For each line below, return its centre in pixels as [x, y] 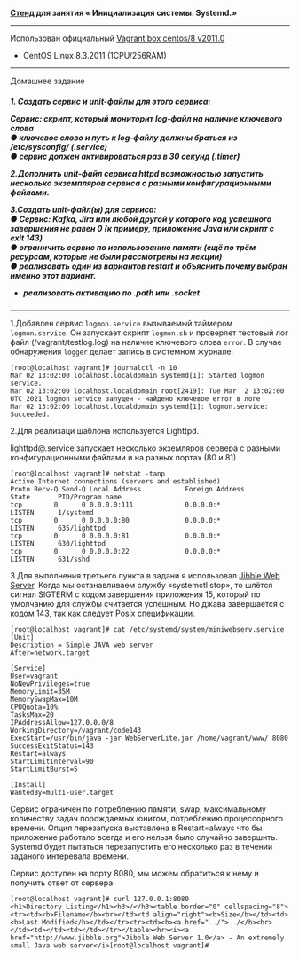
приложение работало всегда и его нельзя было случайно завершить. [144, 837]
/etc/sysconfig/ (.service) [59, 146]
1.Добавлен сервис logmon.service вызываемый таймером [122, 323]
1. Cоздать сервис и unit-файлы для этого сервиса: [110, 101]
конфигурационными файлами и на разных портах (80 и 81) [123, 457]
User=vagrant [34, 676]
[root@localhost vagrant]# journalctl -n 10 [94, 367]
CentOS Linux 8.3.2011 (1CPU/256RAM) [94, 55]
